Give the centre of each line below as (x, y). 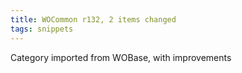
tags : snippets (42, 29)
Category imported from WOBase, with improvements (121, 57)
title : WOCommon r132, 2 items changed (93, 19)
